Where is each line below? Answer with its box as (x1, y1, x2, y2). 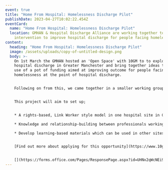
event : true (5, 7, 30, 12)
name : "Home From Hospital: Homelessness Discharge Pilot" (9, 26, 135, 31)
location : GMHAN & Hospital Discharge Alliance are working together (9, 30, 157, 35)
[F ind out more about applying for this (14, 144, 99, 149)
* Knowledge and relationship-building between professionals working (14, 121, 164, 126)
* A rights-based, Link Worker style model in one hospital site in (14, 112, 160, 117)
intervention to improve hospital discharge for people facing (14, 35, 149, 40)
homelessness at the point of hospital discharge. (14, 72, 122, 77)
